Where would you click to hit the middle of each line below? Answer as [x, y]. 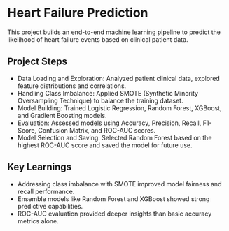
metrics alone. [38, 221]
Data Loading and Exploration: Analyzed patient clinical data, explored [119, 78]
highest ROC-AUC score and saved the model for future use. [105, 145]
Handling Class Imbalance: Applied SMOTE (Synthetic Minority [107, 93]
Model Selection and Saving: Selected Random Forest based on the [114, 137]
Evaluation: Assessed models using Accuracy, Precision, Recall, [109, 123]
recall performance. [46, 191]
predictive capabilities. [50, 206]
